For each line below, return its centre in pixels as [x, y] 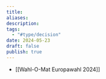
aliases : [17, 18]
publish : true [24, 52]
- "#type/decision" [37, 35]
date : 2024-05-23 [28, 40]
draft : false [23, 47]
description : [23, 23]
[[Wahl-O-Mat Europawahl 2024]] [58, 69]
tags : [13, 29]
